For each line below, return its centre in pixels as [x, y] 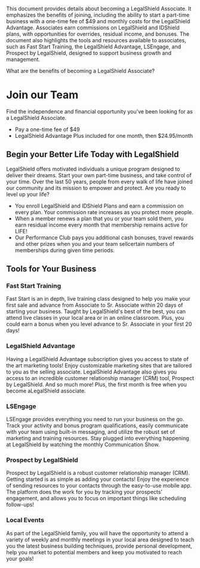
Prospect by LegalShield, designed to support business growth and [89, 53]
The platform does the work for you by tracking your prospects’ [84, 492]
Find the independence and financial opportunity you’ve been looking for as [99, 111]
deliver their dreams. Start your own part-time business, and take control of [99, 175]
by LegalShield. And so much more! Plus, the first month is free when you [96, 384]
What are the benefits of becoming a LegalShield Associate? [81, 71]
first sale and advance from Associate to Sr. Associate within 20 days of [95, 305]
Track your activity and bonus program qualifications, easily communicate [97, 425]
